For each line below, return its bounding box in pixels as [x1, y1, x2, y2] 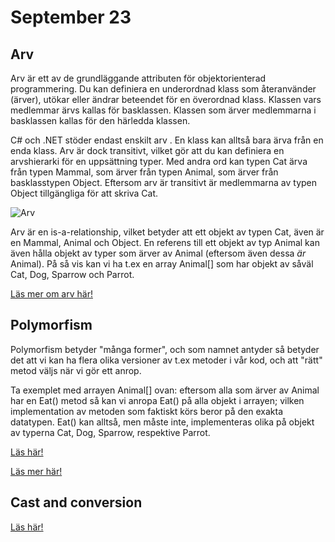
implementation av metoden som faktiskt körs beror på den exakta [10, 405, 284, 417]
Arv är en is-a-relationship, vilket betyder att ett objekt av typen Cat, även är [10, 226, 325, 238]
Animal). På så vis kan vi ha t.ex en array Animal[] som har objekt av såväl [10, 258, 314, 270]
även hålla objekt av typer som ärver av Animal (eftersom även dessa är [10, 247, 307, 259]
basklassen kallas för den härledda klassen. [10, 115, 191, 126]
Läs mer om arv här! [10, 288, 93, 300]
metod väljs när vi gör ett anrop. [10, 364, 142, 376]
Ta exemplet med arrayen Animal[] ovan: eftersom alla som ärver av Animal [10, 384, 320, 396]
